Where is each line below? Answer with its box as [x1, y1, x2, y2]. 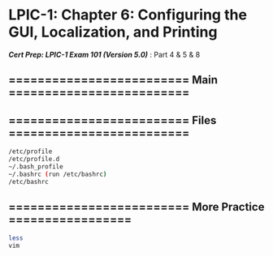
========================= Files [8, 113, 217, 127]
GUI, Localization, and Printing [8, 23, 218, 41]
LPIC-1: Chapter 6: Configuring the [8, 6, 248, 24]
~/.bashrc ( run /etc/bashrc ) [8, 170, 107, 178]
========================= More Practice [8, 200, 265, 214]
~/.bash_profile [8, 162, 63, 171]
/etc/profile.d [8, 156, 60, 164]
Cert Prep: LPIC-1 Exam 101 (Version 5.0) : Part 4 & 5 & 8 [8, 49, 201, 59]
